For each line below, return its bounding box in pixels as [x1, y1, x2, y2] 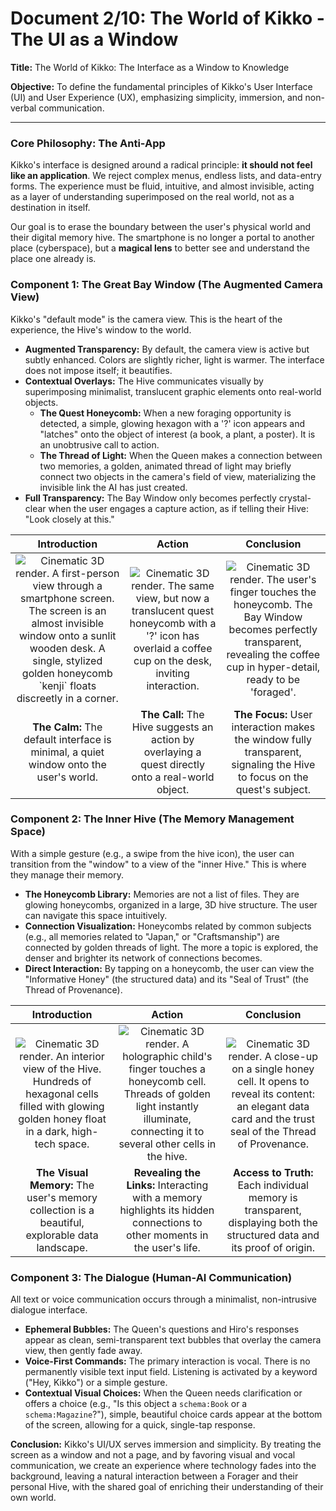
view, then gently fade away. [24, 1345, 143, 1357]
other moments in [126, 1228, 209, 1242]
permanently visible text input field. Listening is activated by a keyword [24, 1366, 318, 1378]
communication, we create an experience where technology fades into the [10, 1460, 317, 1472]
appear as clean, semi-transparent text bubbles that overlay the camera [24, 1334, 322, 1346]
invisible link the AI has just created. [39, 481, 188, 493]
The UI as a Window [10, 28, 179, 51]
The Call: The [140, 707, 205, 721]
